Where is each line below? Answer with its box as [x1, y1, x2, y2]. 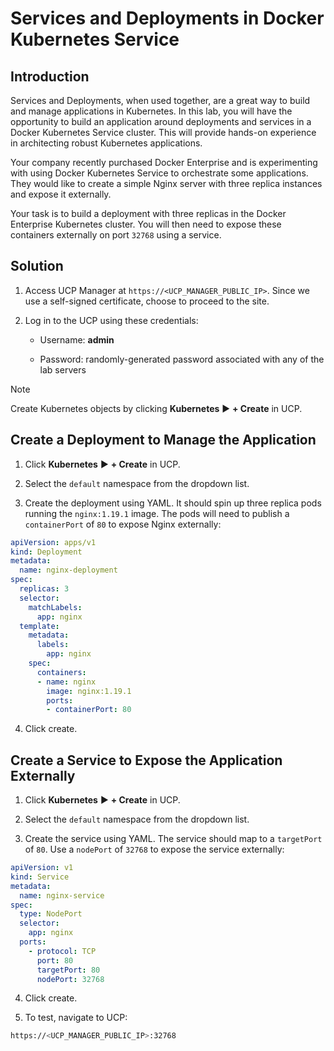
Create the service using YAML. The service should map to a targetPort [24, 833, 323, 845]
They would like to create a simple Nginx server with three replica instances [10, 178, 323, 189]
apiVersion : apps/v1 [10, 537, 97, 547]
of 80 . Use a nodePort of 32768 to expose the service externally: [24, 843, 285, 856]
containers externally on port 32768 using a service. [10, 229, 222, 241]
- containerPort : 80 [46, 705, 132, 715]
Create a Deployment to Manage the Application [10, 432, 317, 449]
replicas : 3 [19, 584, 70, 594]
